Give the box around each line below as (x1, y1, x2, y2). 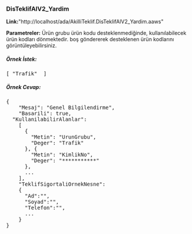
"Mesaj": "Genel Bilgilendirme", (18, 104, 115, 111)
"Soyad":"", (24, 199, 59, 205)
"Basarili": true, (18, 110, 72, 117)
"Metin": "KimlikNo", (31, 151, 94, 158)
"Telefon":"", (24, 205, 66, 211)
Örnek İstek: (6, 55, 37, 62)
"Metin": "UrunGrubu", (31, 134, 97, 140)
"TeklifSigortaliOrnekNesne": (18, 181, 106, 187)
